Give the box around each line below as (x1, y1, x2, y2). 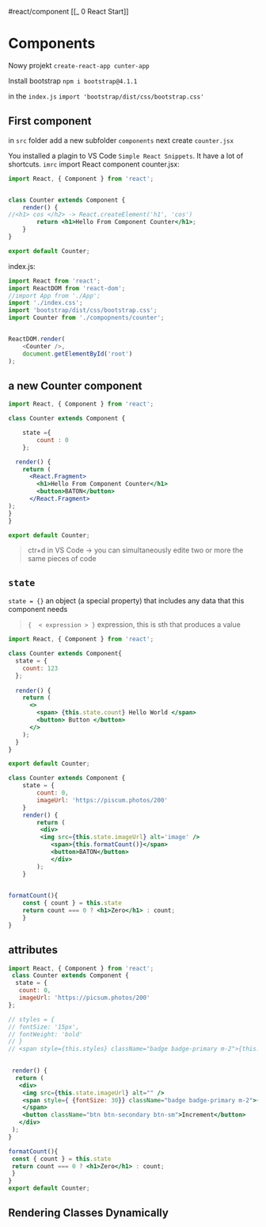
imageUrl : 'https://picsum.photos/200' (18, 994, 150, 1002)
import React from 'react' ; (8, 277, 101, 285)
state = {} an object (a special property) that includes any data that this (8, 596, 245, 606)
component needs (8, 605, 68, 614)
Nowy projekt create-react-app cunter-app (8, 60, 150, 70)
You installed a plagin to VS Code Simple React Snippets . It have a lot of (8, 151, 244, 160)
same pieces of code (27, 554, 97, 563)
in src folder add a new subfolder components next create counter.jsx (8, 135, 234, 145)
